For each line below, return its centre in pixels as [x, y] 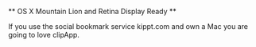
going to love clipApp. [44, 35]
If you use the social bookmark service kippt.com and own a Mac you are [128, 26]
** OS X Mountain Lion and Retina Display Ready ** [93, 11]
